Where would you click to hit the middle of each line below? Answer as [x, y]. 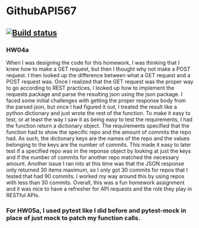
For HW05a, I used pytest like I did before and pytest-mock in [96, 210]
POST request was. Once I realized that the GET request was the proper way [100, 81]
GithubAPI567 [42, 11]
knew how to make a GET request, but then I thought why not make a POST [98, 69]
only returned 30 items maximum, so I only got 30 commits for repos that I [97, 170]
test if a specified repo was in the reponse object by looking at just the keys [99, 151]
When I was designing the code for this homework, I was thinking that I [93, 62]
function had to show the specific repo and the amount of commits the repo [99, 132]
